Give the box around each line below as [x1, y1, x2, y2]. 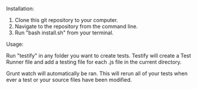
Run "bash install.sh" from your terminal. [14, 29, 114, 36]
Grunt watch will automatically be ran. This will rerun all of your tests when [6, 70, 188, 77]
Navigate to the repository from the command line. [14, 23, 138, 30]
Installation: [6, 5, 34, 12]
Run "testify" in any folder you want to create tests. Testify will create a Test [6, 52, 191, 59]
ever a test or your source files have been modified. [6, 77, 132, 83]
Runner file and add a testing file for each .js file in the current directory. [6, 59, 182, 65]
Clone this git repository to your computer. [14, 17, 118, 23]
